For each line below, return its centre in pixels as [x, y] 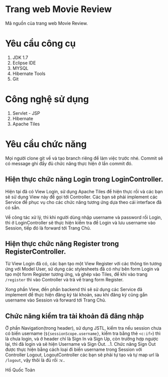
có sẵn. [13, 207]
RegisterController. [36, 251]
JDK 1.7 [20, 57]
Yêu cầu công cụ [41, 44]
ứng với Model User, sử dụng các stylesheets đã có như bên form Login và [82, 269]
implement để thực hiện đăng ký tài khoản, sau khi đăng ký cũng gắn [76, 295]
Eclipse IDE [24, 63]
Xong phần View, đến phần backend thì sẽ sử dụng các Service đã [74, 289]
